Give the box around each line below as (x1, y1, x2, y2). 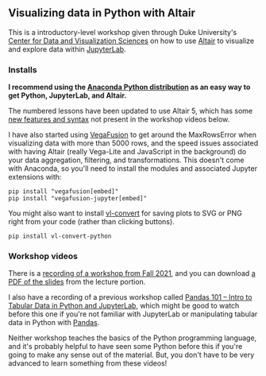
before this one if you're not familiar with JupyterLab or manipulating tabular (8, 309, 258, 319)
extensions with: (8, 172, 62, 182)
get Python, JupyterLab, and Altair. (8, 91, 127, 100)
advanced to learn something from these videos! (8, 359, 168, 368)
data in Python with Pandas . (8, 318, 100, 328)
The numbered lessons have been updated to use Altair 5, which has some (8, 107, 253, 116)
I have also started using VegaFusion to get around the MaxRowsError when (8, 130, 256, 140)
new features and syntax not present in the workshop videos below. (8, 114, 230, 124)
